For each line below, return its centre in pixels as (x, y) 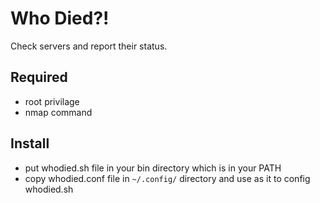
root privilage (52, 101)
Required (39, 77)
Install (30, 143)
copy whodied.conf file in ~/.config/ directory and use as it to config (167, 178)
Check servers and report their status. (89, 46)
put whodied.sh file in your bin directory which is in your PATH (153, 168)
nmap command (58, 112)
